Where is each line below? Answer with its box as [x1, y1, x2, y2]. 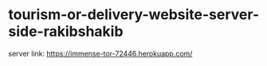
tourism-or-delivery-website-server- [8, 6, 260, 24]
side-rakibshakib [8, 22, 124, 41]
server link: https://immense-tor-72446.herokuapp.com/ [8, 49, 193, 58]
